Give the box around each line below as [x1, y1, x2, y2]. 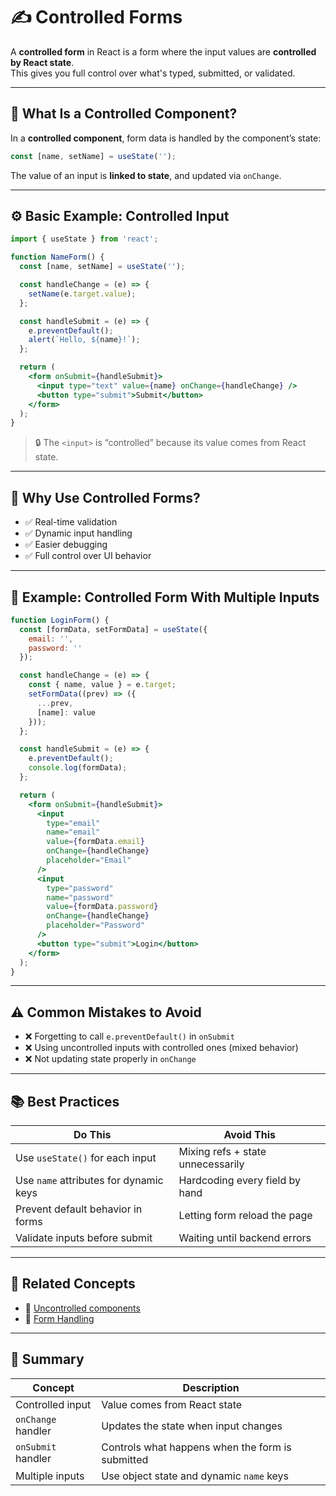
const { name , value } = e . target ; [28, 680, 177, 690]
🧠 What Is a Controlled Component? [10, 105, 238, 123]
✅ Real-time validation [24, 516, 118, 528]
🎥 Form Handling [24, 1312, 95, 1324]
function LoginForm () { [10, 615, 110, 625]
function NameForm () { [10, 252, 105, 263]
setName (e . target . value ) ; [28, 289, 137, 299]
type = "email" [46, 818, 101, 828]
